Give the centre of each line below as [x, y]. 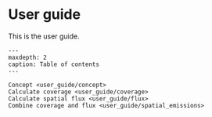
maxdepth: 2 [27, 57]
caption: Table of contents [54, 64]
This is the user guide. [44, 36]
